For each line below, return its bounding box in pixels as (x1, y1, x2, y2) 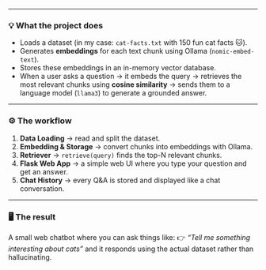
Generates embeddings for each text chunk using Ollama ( (19, 47, 212, 56)
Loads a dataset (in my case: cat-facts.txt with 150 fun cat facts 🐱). (19, 38, 248, 47)
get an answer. (19, 167, 69, 176)
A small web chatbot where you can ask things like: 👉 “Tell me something (8, 232, 251, 242)
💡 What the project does (8, 20, 104, 31)
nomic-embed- (211, 48, 255, 56)
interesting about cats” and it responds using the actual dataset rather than (8, 244, 254, 253)
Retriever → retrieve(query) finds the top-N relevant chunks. (19, 150, 222, 159)
